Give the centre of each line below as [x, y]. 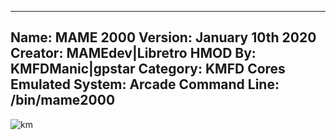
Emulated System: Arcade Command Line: [145, 84]
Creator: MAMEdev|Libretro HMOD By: [133, 53]
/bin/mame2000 [63, 100]
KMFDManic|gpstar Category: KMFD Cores [148, 69]
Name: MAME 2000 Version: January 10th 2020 [163, 37]
